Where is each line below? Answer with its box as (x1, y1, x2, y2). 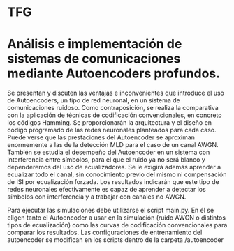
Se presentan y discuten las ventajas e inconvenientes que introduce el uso (7, 89, 225, 98)
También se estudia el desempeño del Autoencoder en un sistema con (7, 148, 210, 157)
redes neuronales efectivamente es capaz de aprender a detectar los (7, 185, 206, 194)
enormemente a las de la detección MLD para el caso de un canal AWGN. (7, 141, 219, 149)
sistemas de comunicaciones (7, 51, 181, 67)
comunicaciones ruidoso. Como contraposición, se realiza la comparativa (7, 104, 219, 112)
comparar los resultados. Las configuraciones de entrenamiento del (7, 228, 203, 237)
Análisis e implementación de (7, 36, 182, 52)
